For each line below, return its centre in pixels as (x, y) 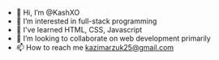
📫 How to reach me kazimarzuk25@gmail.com (95, 47)
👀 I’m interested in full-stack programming (86, 21)
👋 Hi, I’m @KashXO (48, 13)
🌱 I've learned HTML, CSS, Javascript (79, 30)
